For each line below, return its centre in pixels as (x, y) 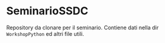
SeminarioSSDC (47, 11)
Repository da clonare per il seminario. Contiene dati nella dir (82, 27)
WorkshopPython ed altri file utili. (45, 33)
